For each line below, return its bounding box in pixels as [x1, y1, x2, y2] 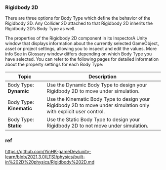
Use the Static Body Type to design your [46, 116, 140, 123]
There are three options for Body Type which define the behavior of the [5, 15, 151, 21]
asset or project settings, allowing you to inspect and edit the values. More [5, 46, 157, 52]
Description [88, 73, 117, 80]
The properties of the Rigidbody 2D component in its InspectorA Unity [5, 35, 148, 41]
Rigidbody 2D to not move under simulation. [46, 123, 149, 129]
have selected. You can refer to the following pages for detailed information [5, 56, 159, 62]
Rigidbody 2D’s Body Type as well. [5, 26, 76, 32]
